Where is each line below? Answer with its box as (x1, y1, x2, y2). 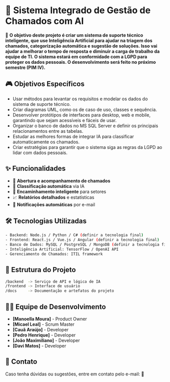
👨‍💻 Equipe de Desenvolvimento (5, 302, 106, 311)
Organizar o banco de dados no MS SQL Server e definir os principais (12, 123, 158, 129)
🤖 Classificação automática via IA (12, 183, 85, 189)
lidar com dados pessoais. (12, 149, 68, 156)
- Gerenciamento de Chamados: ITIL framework (5, 251, 103, 256)
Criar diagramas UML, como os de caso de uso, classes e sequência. (12, 106, 157, 112)
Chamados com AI (5, 15, 84, 27)
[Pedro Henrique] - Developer (12, 332, 76, 338)
